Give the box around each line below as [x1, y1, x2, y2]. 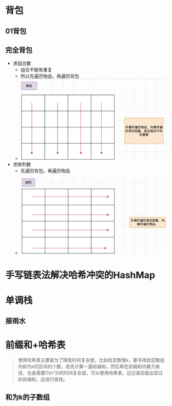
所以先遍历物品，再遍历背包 [20, 73, 80, 80]
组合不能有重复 [20, 67, 52, 73]
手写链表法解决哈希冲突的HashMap [5, 269, 156, 281]
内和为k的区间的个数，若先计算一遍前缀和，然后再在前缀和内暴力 [17, 363, 156, 370]
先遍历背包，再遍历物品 [20, 168, 70, 174]
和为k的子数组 [5, 393, 50, 401]
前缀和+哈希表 [5, 339, 66, 351]
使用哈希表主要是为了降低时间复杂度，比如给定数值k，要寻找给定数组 [17, 357, 165, 363]
